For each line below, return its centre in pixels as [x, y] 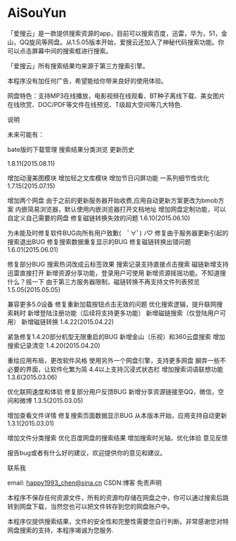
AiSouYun [37, 13]
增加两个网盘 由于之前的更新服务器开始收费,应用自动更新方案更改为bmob [113, 200]
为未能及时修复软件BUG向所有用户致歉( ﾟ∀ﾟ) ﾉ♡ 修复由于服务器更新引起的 [118, 233]
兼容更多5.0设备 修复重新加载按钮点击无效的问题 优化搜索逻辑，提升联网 [112, 304]
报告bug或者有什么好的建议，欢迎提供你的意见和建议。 [87, 452]
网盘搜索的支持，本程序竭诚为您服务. [61, 530]
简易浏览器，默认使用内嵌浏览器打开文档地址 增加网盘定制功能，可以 [126, 209]
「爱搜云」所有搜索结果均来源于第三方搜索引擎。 [78, 65]
